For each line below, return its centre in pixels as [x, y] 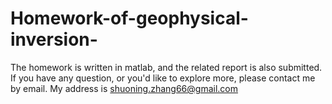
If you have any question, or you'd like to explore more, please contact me [163, 78]
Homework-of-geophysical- [129, 18]
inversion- [54, 39]
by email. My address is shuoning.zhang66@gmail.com [124, 88]
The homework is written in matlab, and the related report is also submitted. [166, 67]
